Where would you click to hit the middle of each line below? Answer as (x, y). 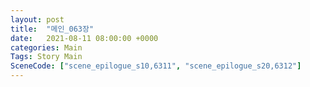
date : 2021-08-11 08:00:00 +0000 (84, 38)
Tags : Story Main (46, 57)
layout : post (37, 19)
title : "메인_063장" (52, 29)
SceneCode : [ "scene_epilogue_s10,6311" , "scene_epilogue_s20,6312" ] (156, 66)
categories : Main (46, 47)
